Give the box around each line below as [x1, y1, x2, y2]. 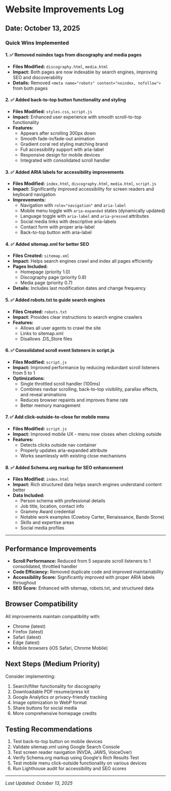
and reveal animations [20, 391, 67, 397]
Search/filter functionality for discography [12, 683, 101, 689]
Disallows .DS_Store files [20, 336, 73, 342]
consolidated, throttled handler [12, 563, 77, 569]
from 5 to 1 [12, 370, 36, 376]
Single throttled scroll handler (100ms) [20, 380, 101, 387]
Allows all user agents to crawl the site [20, 325, 101, 331]
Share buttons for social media [12, 705, 77, 711]
